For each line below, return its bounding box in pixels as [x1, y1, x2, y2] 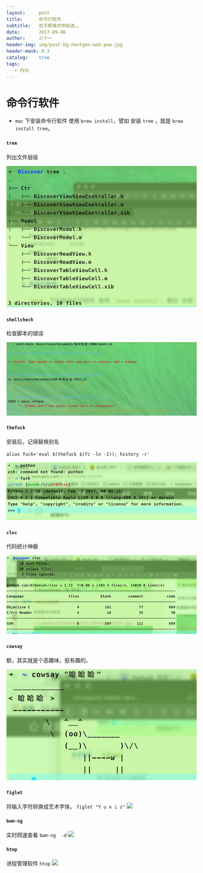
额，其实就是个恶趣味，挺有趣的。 [6, 657, 91, 664]
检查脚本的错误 [6, 330, 43, 337]
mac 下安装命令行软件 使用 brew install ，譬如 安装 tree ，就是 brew [14, 117, 184, 124]
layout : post [6, 10, 50, 16]
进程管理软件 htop [6, 860, 51, 867]
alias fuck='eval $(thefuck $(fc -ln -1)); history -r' [6, 452, 150, 458]
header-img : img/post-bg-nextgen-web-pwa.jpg [6, 42, 123, 48]
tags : [6, 61, 20, 67]
